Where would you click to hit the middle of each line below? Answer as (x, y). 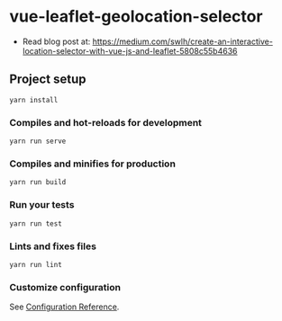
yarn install (34, 100)
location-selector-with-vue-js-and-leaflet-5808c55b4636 (130, 50)
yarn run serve (38, 141)
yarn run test (36, 223)
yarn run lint (36, 264)
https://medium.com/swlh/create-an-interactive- (182, 41)
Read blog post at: (56, 41)
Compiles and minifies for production (92, 164)
